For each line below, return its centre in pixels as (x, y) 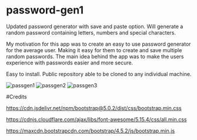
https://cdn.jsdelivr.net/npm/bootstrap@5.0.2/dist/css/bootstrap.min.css (94, 108)
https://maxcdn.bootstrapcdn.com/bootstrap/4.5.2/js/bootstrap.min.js (91, 131)
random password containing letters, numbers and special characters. (91, 32)
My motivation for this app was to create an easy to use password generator (98, 44)
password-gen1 (45, 10)
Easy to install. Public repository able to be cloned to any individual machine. (99, 74)
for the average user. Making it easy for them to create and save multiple (94, 50)
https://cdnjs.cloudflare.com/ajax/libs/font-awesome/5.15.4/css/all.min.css (96, 119)
